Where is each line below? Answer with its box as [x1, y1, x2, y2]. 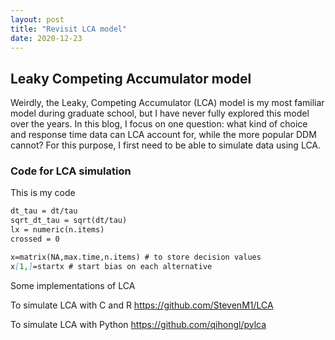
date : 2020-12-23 [10, 33, 83, 43]
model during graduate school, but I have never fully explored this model [10, 107, 310, 120]
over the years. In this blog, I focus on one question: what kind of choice [10, 118, 308, 130]
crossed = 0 [10, 234, 60, 245]
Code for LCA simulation [10, 164, 132, 178]
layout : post [10, 14, 65, 25]
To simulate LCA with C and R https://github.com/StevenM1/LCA [10, 299, 274, 311]
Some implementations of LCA [10, 279, 136, 291]
